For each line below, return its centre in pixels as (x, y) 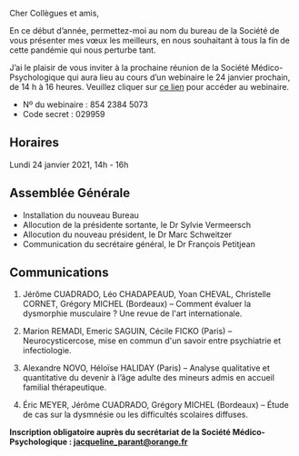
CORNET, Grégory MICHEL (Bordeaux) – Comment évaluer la (137, 304)
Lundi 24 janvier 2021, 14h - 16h (69, 164)
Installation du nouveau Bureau (80, 215)
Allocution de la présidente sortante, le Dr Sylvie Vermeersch (137, 224)
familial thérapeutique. (65, 387)
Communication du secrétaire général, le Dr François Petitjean (139, 243)
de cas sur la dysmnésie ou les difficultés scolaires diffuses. (135, 415)
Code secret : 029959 (64, 114)
